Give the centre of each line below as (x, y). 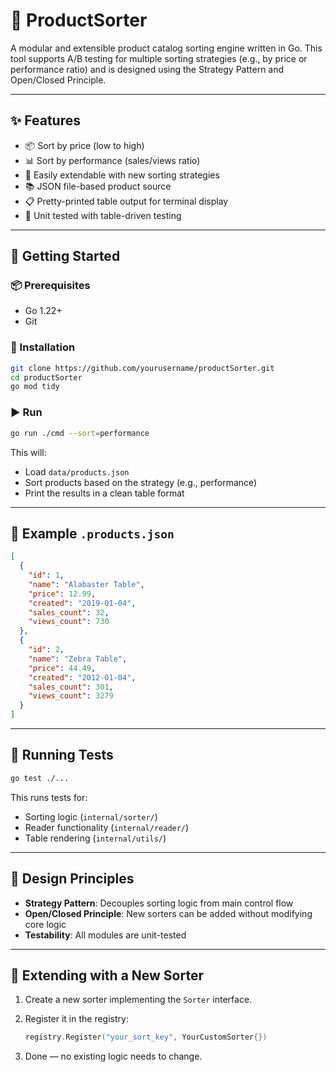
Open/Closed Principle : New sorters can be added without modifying (168, 913)
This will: (28, 452)
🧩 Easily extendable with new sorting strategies (122, 175)
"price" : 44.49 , (62, 668)
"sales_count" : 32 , (69, 612)
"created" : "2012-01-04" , (82, 677)
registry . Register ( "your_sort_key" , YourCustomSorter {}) (146, 1037)
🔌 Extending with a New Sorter (107, 975)
